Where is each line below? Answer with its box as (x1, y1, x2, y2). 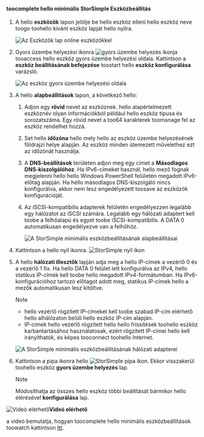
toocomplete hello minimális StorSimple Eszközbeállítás (6, 5, 151, 12)
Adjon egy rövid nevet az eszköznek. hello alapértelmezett (24, 104, 172, 111)
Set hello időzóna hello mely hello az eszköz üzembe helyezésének (24, 135, 194, 142)
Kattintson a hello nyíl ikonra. (15, 247, 88, 254)
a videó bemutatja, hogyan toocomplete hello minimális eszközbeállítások (6, 417, 191, 425)
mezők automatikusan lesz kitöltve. (15, 284, 104, 292)
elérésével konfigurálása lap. (15, 394, 90, 402)
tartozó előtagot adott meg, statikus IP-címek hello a (57, 278, 189, 285)
